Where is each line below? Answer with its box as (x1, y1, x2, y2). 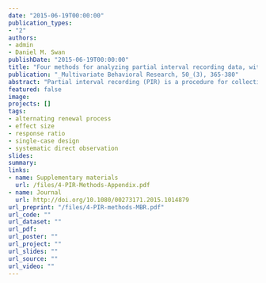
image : (8, 93, 30, 101)
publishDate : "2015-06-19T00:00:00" (8, 56, 129, 64)
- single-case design (8, 136, 80, 145)
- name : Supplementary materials (8, 174, 119, 182)
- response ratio (8, 129, 66, 137)
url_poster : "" (8, 233, 59, 241)
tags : (8, 108, 26, 116)
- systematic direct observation (8, 144, 119, 152)
